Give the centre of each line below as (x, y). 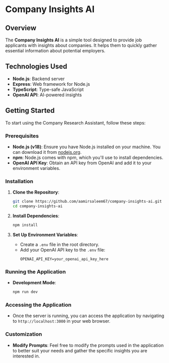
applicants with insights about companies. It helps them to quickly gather (81, 45)
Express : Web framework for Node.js (51, 84)
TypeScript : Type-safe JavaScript (48, 89)
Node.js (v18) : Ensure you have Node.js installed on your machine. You (87, 147)
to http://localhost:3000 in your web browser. (61, 321)
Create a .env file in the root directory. (60, 244)
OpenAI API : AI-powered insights (47, 95)
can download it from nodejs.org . (47, 152)
